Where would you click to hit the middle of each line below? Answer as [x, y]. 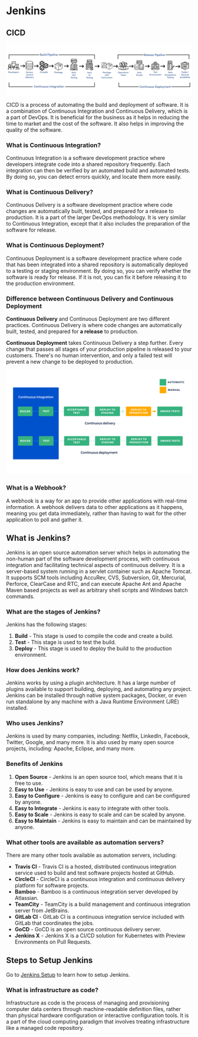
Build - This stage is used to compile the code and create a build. [94, 635]
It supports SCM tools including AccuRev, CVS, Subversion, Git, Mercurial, [96, 578]
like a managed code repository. [45, 1028]
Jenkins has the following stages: [47, 624]
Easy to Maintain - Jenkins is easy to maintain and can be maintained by [103, 821]
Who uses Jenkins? [35, 723]
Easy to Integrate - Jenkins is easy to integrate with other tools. [92, 808]
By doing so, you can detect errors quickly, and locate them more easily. [94, 177]
